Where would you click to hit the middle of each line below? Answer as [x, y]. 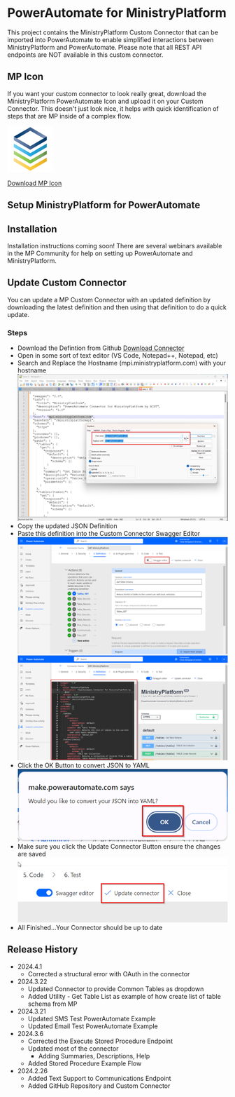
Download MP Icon [35, 183]
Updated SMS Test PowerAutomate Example [92, 1018]
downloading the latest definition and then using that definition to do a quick [117, 307]
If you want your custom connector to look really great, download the [107, 93]
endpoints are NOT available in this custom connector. [85, 55]
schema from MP [52, 1004]
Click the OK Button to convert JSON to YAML [84, 765]
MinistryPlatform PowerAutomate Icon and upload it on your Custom [106, 101]
